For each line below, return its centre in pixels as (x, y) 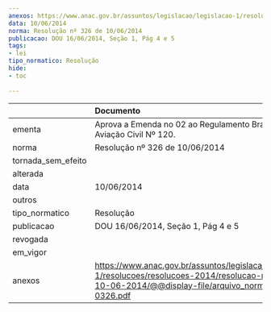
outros (25, 200)
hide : (17, 69)
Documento (118, 110)
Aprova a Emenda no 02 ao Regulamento (172, 124)
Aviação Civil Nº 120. (135, 134)
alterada (28, 173)
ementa (27, 129)
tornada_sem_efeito (50, 160)
